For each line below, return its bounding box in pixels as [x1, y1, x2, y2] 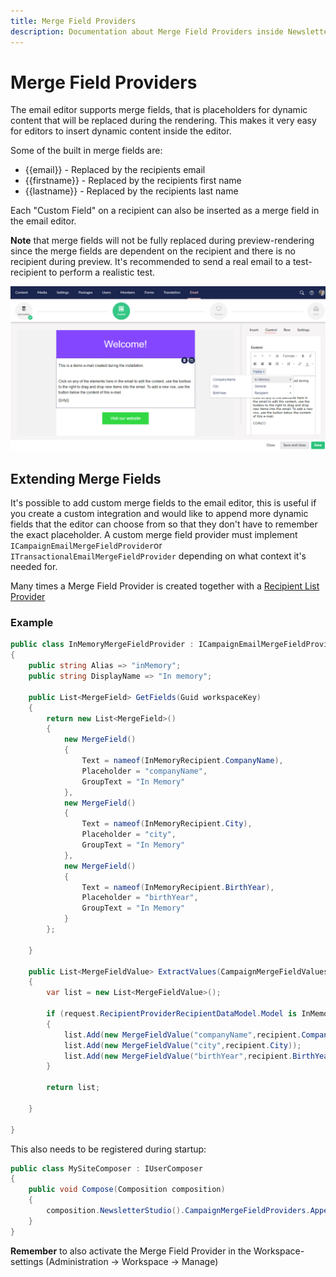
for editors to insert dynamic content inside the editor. [10, 125, 232, 137]
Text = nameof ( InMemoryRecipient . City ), [81, 819, 253, 829]
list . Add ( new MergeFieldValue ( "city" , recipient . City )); [63, 1040, 302, 1050]
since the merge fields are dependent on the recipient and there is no [10, 245, 296, 257]
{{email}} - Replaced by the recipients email [24, 164, 206, 176]
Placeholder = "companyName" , [81, 766, 208, 776]
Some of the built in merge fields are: [10, 145, 163, 157]
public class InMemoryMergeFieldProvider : [10, 640, 195, 650]
